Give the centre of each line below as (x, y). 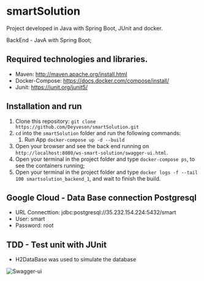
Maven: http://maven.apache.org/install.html (71, 74)
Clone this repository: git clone (55, 121)
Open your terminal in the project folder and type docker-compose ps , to (105, 159)
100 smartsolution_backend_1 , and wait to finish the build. (88, 178)
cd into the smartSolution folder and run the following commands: (98, 133)
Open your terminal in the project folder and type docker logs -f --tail (106, 172)
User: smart (30, 219)
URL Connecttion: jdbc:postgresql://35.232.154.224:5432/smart (96, 212)
